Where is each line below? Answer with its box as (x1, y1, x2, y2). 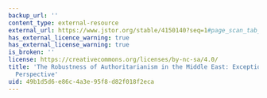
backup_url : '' (8, 11, 59, 20)
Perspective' (15, 70, 59, 78)
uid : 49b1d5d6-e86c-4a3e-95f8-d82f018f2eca (8, 77, 155, 85)
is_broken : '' (8, 48, 56, 56)
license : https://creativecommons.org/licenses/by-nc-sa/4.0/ (8, 56, 219, 64)
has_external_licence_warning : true (8, 33, 130, 42)
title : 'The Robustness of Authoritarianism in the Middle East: (8, 63, 229, 71)
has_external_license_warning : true (8, 41, 130, 49)
